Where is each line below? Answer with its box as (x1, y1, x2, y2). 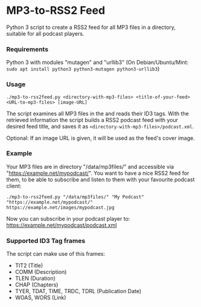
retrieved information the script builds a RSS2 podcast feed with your (6, 116, 178, 124)
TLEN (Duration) (14, 275, 56, 282)
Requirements (6, 45, 49, 53)
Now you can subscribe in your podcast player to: (6, 215, 130, 222)
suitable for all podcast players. (6, 30, 85, 37)
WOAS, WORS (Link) (14, 294, 66, 302)
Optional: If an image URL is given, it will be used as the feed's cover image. (6, 134, 195, 142)
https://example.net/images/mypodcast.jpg (6, 204, 115, 210)
